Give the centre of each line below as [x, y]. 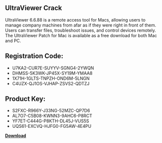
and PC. [13, 41]
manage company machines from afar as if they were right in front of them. [81, 25]
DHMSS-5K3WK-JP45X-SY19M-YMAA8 [52, 73]
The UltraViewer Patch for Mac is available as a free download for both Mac [81, 35]
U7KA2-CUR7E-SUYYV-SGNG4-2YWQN [53, 68]
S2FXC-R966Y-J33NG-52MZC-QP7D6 [51, 111]
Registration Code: [34, 56]
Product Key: [25, 99]
